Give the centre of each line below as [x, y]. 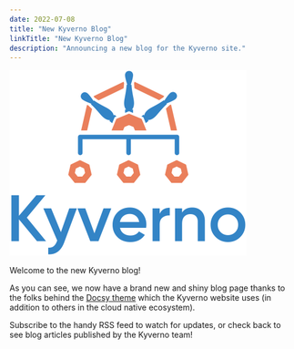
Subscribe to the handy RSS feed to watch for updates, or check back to [145, 325]
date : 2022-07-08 [42, 19]
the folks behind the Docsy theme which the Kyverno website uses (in [140, 298]
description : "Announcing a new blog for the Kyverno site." [128, 48]
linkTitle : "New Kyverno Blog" [69, 38]
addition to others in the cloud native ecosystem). [102, 308]
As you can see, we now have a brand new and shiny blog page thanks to [147, 288]
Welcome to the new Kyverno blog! [75, 271]
